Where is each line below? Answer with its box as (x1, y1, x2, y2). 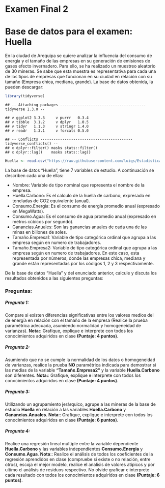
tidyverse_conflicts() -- (5, 141, 58, 146)
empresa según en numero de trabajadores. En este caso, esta (12, 250, 139, 256)
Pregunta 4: (5, 428, 30, 434)
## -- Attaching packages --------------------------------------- (5, 102, 146, 107)
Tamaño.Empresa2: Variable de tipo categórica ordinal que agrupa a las (12, 244, 157, 250)
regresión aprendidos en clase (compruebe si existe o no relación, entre (5, 456, 151, 462)
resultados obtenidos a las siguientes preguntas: (5, 275, 104, 281)
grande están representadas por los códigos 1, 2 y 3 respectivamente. (12, 260, 154, 266)
